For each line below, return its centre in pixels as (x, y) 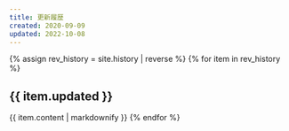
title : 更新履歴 (36, 17)
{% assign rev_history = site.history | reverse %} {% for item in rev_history (145, 59)
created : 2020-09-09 (48, 26)
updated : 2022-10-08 (48, 34)
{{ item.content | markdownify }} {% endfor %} (95, 118)
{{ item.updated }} (61, 96)
